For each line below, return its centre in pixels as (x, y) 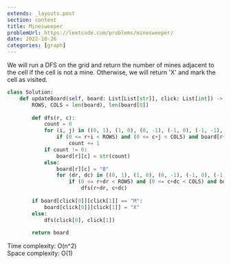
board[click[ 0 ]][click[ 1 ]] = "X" (91, 207)
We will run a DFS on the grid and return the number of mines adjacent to (111, 65)
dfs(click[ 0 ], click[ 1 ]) (79, 220)
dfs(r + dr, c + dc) (104, 188)
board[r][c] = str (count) (93, 156)
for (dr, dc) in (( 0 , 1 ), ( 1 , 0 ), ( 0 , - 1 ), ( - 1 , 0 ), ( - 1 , (141, 175)
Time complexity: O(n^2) (42, 246)
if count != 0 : (66, 150)
